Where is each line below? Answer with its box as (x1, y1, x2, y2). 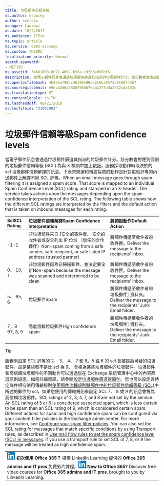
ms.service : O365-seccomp (5, 44, 58, 49)
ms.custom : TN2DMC (5, 49, 42, 54)
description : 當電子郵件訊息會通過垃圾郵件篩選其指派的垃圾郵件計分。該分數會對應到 (5, 75, 157, 80)
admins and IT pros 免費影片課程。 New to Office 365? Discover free (7, 464, 156, 469)
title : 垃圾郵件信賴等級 (5, 8, 50, 13)
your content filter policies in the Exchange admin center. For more (5, 416, 139, 421)
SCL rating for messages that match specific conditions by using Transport (5, 426, 156, 432)
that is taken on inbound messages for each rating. (5, 206, 107, 212)
